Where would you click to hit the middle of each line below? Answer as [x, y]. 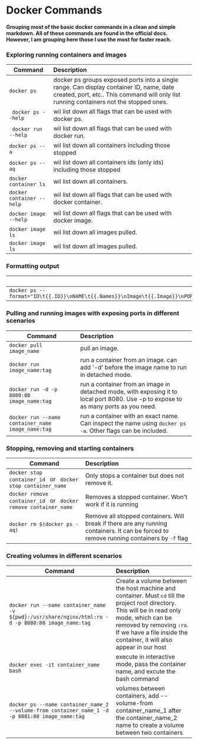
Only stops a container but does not [135, 475]
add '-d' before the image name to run [133, 367]
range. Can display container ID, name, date [114, 87]
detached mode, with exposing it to [129, 391]
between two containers [149, 733]
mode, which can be [144, 618]
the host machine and [146, 588]
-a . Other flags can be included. [124, 431]
